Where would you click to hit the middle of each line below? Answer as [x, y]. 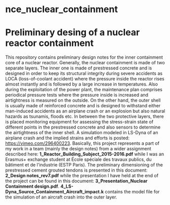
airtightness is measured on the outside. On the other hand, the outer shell [83, 100]
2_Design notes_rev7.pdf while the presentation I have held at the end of [82, 176]
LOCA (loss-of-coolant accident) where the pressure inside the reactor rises [85, 79]
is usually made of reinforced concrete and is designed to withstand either [83, 106]
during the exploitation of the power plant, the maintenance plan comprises [84, 90]
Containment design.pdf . [32, 186]
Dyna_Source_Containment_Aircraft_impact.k [55, 192]
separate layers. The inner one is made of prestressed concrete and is [79, 68]
